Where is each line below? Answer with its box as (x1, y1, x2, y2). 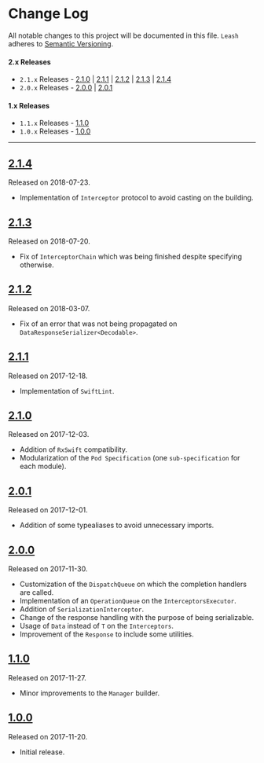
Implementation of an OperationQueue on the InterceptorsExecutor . (19, 596, 237, 606)
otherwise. (19, 260, 55, 270)
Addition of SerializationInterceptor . (19, 604, 144, 614)
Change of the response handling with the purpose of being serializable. (19, 613, 255, 622)
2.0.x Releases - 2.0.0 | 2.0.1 (19, 83, 113, 93)
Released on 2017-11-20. (8, 732, 88, 741)
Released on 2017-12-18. (8, 371, 88, 380)
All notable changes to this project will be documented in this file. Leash (8, 31, 239, 40)
